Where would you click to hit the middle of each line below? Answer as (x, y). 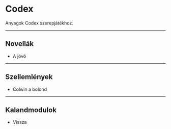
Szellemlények (29, 77)
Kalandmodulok (31, 110)
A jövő (19, 56)
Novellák (20, 44)
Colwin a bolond (30, 89)
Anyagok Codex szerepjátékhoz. (39, 23)
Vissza (20, 122)
